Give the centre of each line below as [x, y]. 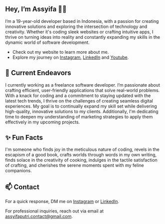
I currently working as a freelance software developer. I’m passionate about [83, 85]
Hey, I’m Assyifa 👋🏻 [36, 9]
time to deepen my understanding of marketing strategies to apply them [79, 116]
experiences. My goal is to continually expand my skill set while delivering [81, 106]
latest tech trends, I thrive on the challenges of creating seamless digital [79, 101]
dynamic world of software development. [47, 42]
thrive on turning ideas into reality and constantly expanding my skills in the [83, 37]
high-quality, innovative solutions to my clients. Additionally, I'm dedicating [82, 111]
